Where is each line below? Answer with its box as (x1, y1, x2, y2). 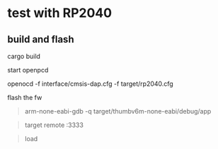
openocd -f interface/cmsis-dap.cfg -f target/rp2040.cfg (7, 79, 173, 88)
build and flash (7, 33, 74, 45)
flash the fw (7, 94, 42, 101)
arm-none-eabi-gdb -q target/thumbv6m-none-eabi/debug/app (24, 107, 212, 115)
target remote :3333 (24, 121, 84, 129)
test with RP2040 (7, 5, 112, 21)
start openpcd (7, 66, 49, 74)
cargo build (7, 52, 41, 60)
